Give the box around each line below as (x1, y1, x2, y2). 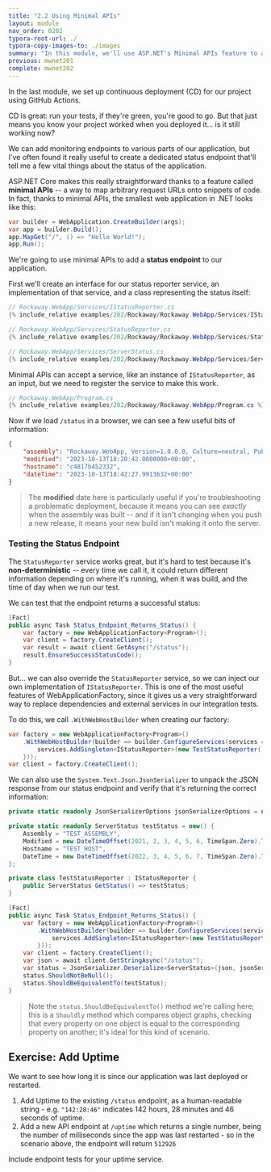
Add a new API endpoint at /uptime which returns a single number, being (19, 1122, 262, 1132)
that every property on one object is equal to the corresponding (27, 1019, 240, 1028)
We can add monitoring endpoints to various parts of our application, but (8, 143, 250, 153)
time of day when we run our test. (8, 582, 121, 592)
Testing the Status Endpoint (8, 538, 120, 549)
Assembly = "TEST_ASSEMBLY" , (23, 830, 121, 838)
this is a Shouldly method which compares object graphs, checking (27, 1010, 252, 1019)
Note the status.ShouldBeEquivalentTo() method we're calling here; (27, 1001, 255, 1010)
